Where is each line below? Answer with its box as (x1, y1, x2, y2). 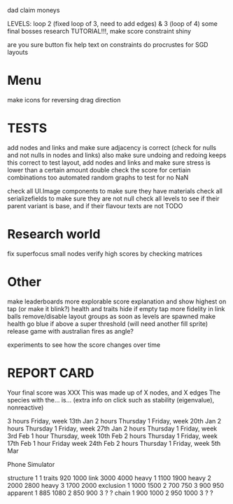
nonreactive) (7, 403, 44, 411)
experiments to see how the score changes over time (7, 340, 161, 349)
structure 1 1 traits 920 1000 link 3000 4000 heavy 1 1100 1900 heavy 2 (7, 473, 211, 482)
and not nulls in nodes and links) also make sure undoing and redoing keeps (7, 151, 227, 159)
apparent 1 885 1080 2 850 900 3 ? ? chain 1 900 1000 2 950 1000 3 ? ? (7, 489, 213, 497)
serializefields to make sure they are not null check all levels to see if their (7, 194, 220, 203)
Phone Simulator (7, 460, 55, 468)
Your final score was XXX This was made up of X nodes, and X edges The (7, 388, 220, 397)
